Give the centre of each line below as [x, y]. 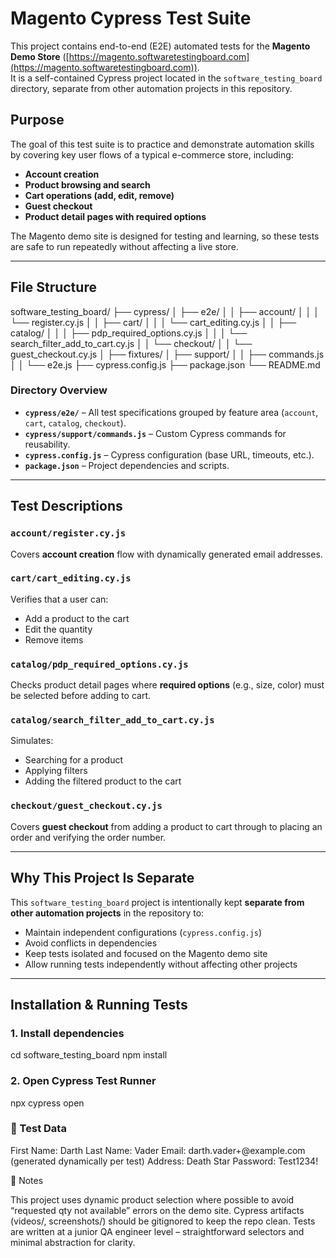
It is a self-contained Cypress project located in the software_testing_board [166, 78]
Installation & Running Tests [99, 1004]
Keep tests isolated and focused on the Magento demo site [146, 953]
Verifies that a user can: [59, 599]
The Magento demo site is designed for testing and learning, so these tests [165, 236]
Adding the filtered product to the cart [103, 781]
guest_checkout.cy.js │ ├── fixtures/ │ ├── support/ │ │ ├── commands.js [167, 354]
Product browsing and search [87, 184]
